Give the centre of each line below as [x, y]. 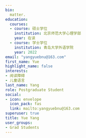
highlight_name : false [29, 66]
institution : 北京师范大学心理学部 [48, 33]
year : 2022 [26, 52]
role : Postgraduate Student [35, 90]
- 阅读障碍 [15, 76]
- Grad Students [22, 127]
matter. [18, 15]
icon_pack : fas [26, 104]
